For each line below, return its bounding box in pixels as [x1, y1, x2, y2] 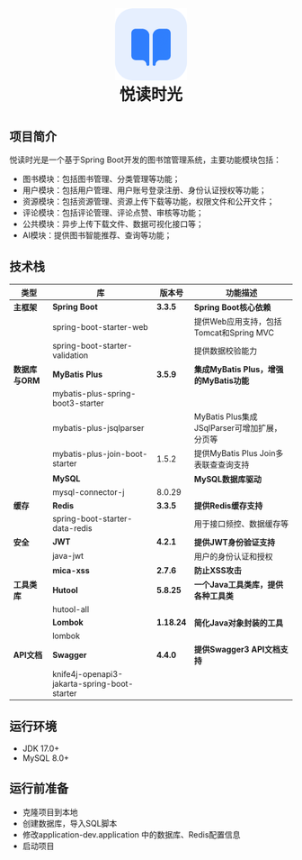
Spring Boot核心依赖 [193, 301, 271, 313]
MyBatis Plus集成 [193, 411, 258, 422]
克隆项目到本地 [22, 806, 78, 818]
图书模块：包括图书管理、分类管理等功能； [22, 174, 181, 185]
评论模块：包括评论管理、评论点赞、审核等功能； [22, 207, 204, 218]
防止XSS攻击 [193, 565, 243, 576]
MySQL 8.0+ [22, 753, 70, 764]
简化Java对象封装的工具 [193, 617, 284, 628]
